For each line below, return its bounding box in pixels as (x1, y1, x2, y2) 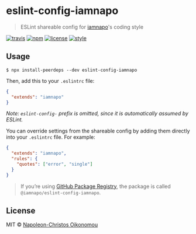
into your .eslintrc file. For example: (6, 134, 95, 141)
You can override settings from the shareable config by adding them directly (6, 127, 190, 135)
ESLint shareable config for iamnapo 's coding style (20, 23, 144, 30)
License (6, 206, 36, 216)
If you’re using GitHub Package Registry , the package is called (20, 183, 171, 190)
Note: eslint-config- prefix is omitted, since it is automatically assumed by (6, 110, 189, 117)
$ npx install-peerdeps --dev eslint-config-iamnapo (6, 67, 137, 73)
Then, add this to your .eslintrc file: (6, 77, 95, 84)
